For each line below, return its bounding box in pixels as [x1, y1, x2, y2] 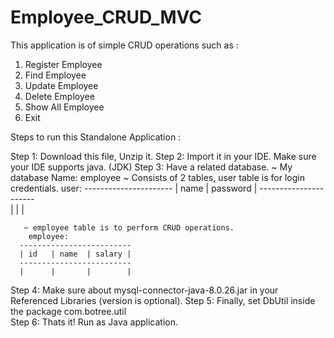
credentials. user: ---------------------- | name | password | [10, 182, 258, 194]
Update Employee [24, 79, 99, 91]
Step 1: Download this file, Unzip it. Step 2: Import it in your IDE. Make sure [10, 150, 317, 162]
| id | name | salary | [19, 249, 132, 259]
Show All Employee [24, 101, 105, 113]
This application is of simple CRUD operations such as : [10, 39, 239, 51]
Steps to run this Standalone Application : [10, 131, 182, 143]
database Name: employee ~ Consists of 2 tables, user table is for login [10, 171, 305, 183]
